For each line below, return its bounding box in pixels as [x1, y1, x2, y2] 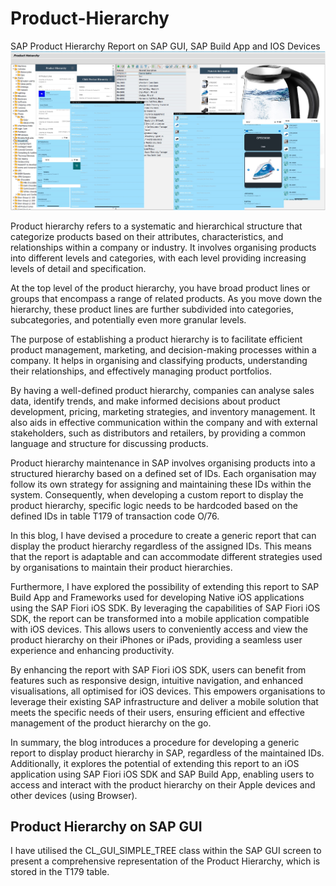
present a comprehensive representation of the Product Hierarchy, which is [10, 855, 321, 867]
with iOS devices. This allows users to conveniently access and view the [10, 623, 308, 635]
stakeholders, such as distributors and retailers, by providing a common [10, 427, 307, 439]
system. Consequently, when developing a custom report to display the [10, 488, 304, 501]
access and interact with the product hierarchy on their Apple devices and [10, 778, 316, 791]
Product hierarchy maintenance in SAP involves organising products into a [10, 457, 316, 469]
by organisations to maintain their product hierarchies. [10, 561, 233, 573]
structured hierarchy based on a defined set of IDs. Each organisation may [10, 467, 317, 479]
